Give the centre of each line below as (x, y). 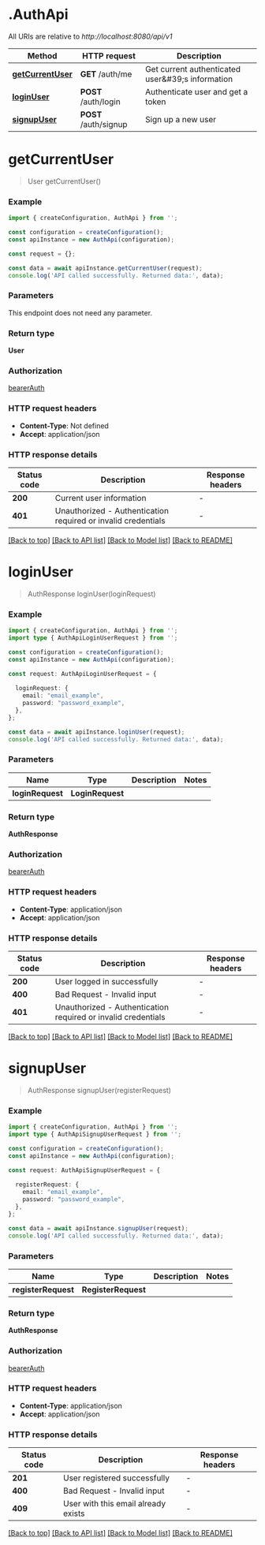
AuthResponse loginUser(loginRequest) (91, 594)
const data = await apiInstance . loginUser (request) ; (97, 732)
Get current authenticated (193, 69)
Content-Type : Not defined (64, 425)
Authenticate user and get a (196, 91)
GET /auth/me (106, 74)
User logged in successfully (106, 981)
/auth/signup (104, 124)
